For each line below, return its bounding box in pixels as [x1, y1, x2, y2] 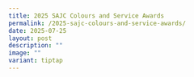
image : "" [8, 49, 42, 57]
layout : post [8, 34, 53, 43]
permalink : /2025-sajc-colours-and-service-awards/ [8, 19, 186, 27]
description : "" [8, 42, 63, 50]
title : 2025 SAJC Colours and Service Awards [8, 11, 164, 20]
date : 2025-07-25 [8, 26, 67, 34]
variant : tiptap [8, 57, 63, 65]
